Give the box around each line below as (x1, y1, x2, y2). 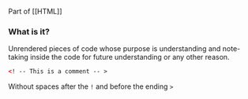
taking (8, 53, 29, 62)
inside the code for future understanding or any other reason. (30, 53, 231, 62)
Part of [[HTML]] (8, 7, 62, 16)
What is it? (8, 26, 50, 37)
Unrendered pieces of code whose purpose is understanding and (8, 44, 221, 53)
